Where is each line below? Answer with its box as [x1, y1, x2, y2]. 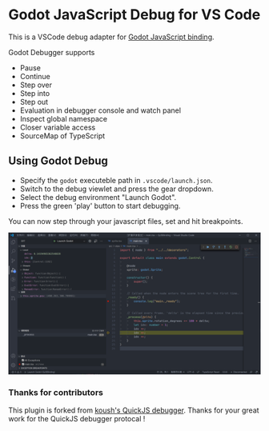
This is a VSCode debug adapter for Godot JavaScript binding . [8, 32, 215, 42]
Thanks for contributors [8, 387, 104, 398]
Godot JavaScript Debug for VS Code [8, 6, 261, 24]
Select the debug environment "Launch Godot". [19, 192, 177, 202]
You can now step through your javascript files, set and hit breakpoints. [8, 216, 243, 225]
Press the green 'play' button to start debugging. [19, 201, 181, 210]
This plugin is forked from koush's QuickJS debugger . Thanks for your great [8, 405, 259, 415]
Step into [19, 88, 50, 98]
